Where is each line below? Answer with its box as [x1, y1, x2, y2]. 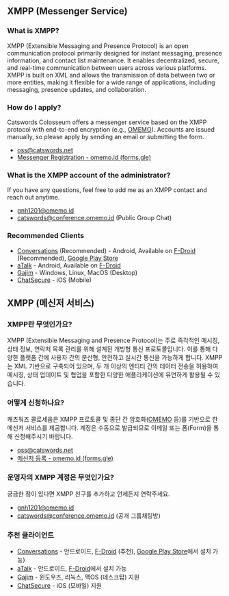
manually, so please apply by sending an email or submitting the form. [7, 132, 204, 141]
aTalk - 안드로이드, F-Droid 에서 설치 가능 [16, 564, 127, 573]
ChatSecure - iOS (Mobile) [16, 276, 92, 284]
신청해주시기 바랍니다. [14, 432, 73, 440]
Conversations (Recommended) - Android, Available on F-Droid [16, 246, 196, 254]
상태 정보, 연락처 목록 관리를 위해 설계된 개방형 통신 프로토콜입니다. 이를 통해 [7, 345, 211, 353]
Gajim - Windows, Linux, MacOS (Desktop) [16, 268, 138, 276]
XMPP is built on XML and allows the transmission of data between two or [7, 71, 215, 79]
